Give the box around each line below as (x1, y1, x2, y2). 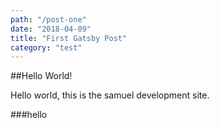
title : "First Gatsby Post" (10, 33, 128, 43)
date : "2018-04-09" (10, 24, 92, 34)
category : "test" (10, 42, 83, 53)
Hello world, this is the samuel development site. (10, 89, 210, 101)
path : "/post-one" (10, 14, 87, 25)
